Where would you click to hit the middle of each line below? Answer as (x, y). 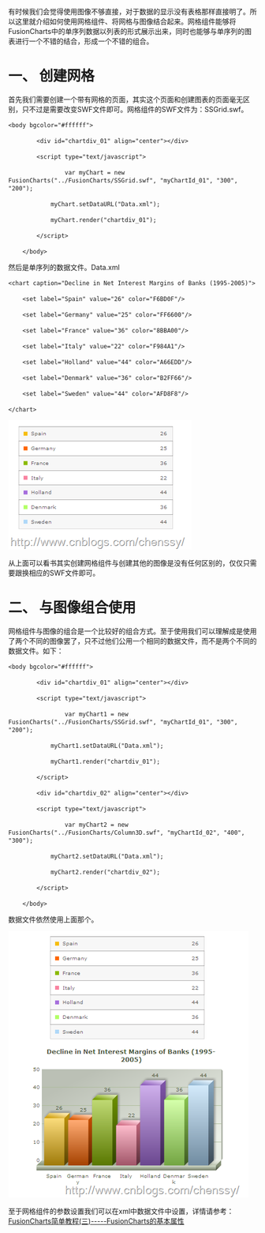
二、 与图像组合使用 (72, 608)
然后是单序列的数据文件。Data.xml (64, 267)
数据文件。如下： (36, 651)
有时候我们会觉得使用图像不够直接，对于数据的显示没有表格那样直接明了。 (129, 11)
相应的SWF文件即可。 (64, 573)
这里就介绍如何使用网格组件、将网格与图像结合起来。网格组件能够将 (125, 21)
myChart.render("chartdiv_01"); (103, 220)
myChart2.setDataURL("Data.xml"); (107, 856)
